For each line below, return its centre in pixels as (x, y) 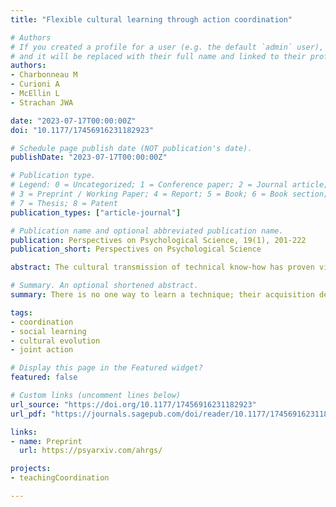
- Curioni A (35, 84)
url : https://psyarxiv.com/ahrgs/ (91, 451)
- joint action (42, 350)
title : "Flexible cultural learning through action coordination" (151, 19)
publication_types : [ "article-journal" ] (96, 212)
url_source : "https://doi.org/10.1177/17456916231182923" (133, 404)
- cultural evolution (55, 341)
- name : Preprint (46, 441)
